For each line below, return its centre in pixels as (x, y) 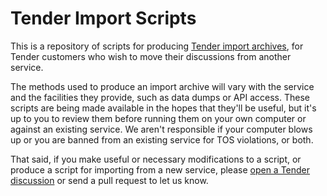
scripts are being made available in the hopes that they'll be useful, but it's (163, 108)
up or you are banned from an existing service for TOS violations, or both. (162, 139)
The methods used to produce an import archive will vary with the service (162, 86)
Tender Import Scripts (103, 18)
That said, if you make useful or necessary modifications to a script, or (156, 159)
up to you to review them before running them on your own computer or (158, 118)
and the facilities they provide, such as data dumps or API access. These (160, 97)
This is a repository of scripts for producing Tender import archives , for (157, 46)
